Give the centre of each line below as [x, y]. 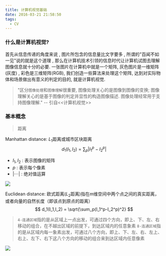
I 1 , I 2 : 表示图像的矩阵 [34, 161]
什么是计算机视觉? [27, 42]
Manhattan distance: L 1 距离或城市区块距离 [49, 140]
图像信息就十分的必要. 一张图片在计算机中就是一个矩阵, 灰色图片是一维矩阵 [82, 67]
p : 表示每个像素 [29, 167]
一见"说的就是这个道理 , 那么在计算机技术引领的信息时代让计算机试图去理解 [82, 60]
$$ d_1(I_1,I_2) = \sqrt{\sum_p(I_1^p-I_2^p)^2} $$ [84, 209]
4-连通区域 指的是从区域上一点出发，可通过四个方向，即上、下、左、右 [88, 219]
